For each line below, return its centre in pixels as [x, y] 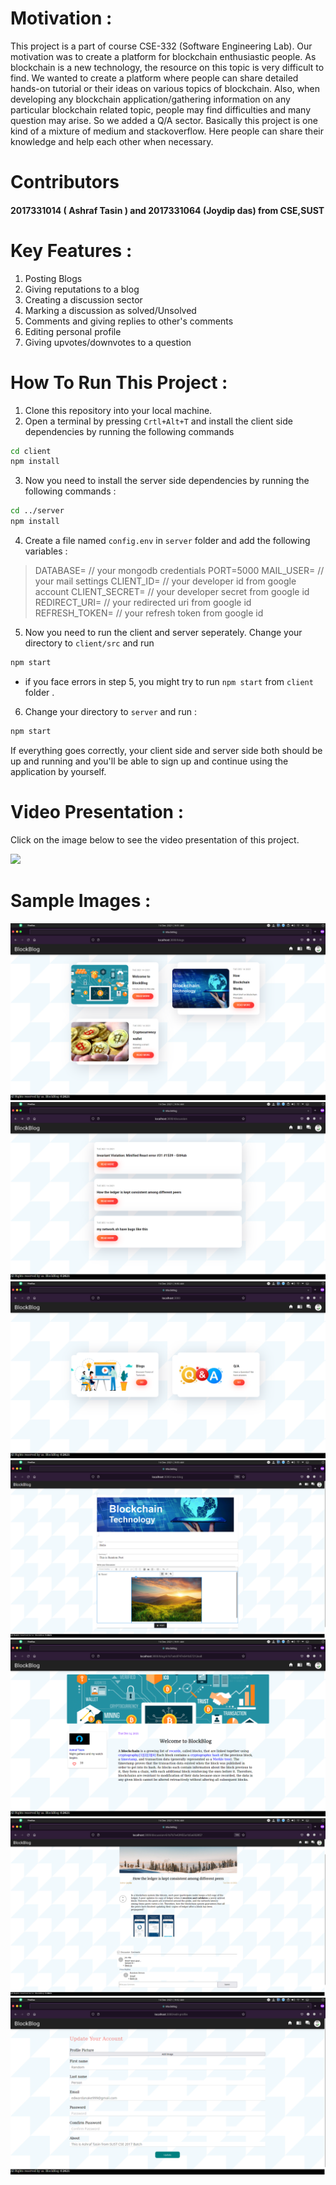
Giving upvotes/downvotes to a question [108, 342]
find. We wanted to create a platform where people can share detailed [154, 78]
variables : [46, 551]
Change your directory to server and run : [110, 711]
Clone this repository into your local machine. [118, 410]
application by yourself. [58, 771]
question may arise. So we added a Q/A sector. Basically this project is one [164, 120]
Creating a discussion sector [83, 299]
